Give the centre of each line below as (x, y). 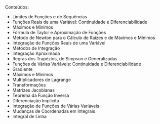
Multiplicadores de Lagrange (41, 80)
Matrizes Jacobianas (34, 90)
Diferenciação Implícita (36, 101)
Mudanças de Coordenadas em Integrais (54, 111)
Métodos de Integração (36, 48)
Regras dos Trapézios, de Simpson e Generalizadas (65, 59)
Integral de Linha (29, 116)
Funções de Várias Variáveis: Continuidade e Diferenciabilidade (77, 64)
